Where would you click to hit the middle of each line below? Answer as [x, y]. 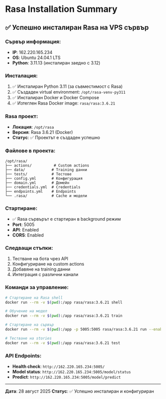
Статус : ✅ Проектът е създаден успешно [56, 138]
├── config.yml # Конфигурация [44, 178]
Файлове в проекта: [30, 151]
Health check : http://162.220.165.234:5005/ [59, 366]
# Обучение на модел [26, 311]
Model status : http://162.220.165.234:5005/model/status [71, 371]
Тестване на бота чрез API [40, 259]
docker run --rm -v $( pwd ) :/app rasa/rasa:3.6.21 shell [64, 302]
